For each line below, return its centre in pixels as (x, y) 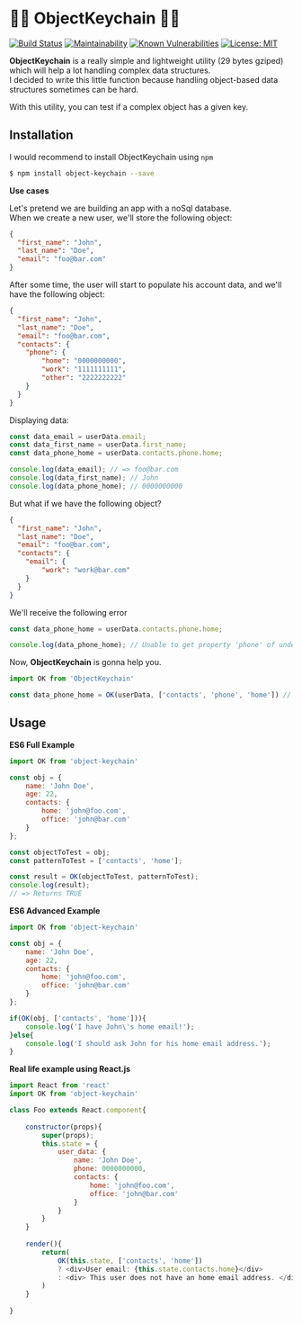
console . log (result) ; (50, 886)
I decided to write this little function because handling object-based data (144, 79)
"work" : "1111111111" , (84, 369)
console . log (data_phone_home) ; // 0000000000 (96, 486)
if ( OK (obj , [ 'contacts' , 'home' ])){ (78, 1018)
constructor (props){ (64, 1127)
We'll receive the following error (68, 612)
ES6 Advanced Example (55, 911)
